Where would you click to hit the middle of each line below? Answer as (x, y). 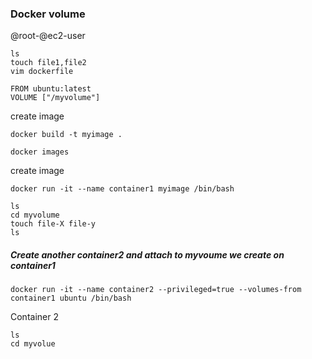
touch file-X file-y (53, 224)
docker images (40, 152)
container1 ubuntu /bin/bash (71, 298)
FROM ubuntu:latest (51, 89)
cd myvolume (35, 215)
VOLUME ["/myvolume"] (55, 98)
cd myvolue (33, 344)
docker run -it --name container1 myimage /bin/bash (122, 189)
